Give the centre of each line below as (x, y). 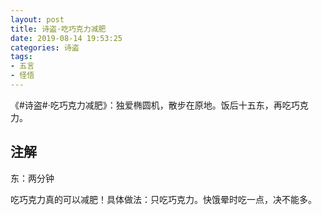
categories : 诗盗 (45, 47)
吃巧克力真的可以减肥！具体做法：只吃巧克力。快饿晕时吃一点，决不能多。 (163, 199)
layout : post (37, 19)
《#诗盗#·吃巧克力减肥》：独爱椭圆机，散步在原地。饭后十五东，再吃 (151, 105)
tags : (21, 57)
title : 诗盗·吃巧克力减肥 (58, 29)
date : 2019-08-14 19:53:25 (66, 38)
